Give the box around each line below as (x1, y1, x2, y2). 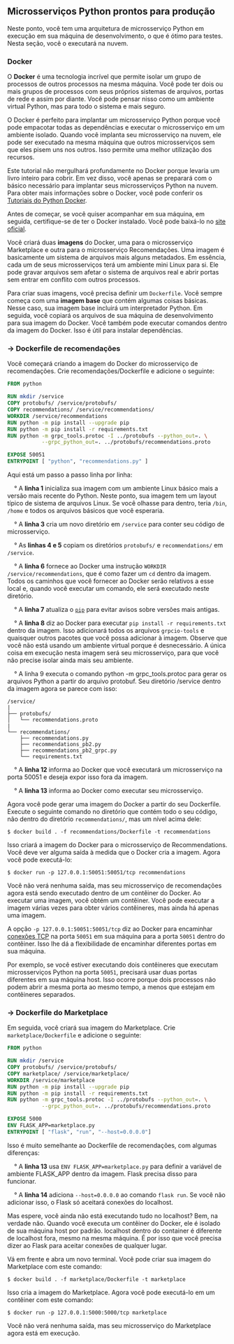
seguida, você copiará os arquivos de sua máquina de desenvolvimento (7, 311, 214, 320)
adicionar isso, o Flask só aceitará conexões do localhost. (7, 1198, 173, 1206)
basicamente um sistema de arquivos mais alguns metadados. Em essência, (7, 253, 226, 262)
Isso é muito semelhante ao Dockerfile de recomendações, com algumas (7, 1141, 217, 1149)
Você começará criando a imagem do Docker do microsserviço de (7, 360, 198, 368)
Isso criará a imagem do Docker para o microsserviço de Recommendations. (7, 841, 228, 849)
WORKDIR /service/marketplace (7, 1077, 96, 1084)
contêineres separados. (7, 990, 75, 999)
